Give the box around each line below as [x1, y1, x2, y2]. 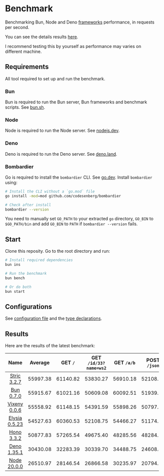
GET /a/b [114, 359, 136, 366]
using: [5, 179, 18, 185]
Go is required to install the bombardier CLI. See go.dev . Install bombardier [5, 174, 153, 180]
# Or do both [5, 285, 32, 289]
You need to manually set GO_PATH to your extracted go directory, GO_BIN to [5, 216, 154, 222]
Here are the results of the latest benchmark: [5, 343, 95, 349]
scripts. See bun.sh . [5, 104, 45, 110]
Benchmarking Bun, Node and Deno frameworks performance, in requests [5, 19, 155, 25]
